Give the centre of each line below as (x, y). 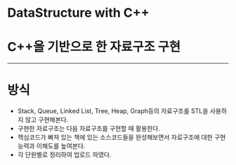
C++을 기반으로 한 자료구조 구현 (94, 47)
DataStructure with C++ (78, 13)
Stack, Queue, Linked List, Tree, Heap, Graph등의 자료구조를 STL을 (113, 111)
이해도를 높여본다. (61, 146)
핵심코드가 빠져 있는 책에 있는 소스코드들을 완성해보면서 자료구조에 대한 (115, 137)
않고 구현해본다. (47, 120)
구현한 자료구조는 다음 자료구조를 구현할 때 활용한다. (88, 129)
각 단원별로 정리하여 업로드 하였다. (64, 155)
